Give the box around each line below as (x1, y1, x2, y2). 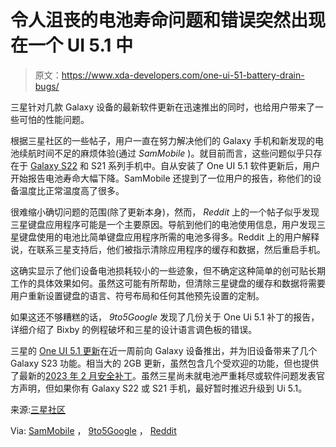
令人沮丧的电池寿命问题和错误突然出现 (10, 9, 327, 32)
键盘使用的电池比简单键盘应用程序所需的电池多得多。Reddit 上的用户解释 (18, 231, 320, 243)
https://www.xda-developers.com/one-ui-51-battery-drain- (61, 69, 305, 81)
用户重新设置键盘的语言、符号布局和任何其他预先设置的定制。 (10, 289, 265, 301)
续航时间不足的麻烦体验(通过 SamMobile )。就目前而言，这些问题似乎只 (18, 147, 314, 159)
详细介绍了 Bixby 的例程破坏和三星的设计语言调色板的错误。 (10, 323, 258, 335)
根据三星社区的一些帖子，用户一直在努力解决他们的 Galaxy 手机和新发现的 (10, 134, 315, 146)
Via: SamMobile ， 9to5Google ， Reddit (10, 424, 177, 436)
